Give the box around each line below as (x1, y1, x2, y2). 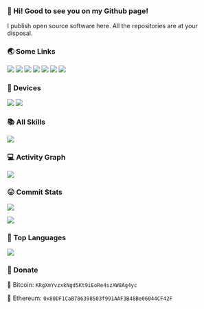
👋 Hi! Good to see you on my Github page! (7, 6, 149, 16)
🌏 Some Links (7, 47, 56, 56)
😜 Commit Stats (7, 187, 63, 197)
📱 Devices (7, 83, 41, 92)
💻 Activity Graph (7, 153, 66, 162)
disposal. (7, 29, 33, 37)
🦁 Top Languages (7, 233, 67, 242)
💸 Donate (7, 265, 38, 275)
